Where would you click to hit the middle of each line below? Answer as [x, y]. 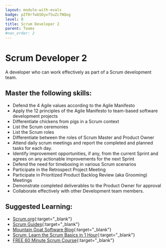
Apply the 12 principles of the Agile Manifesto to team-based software [85, 111]
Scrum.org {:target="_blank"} [42, 219]
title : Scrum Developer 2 [32, 24]
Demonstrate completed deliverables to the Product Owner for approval [87, 185]
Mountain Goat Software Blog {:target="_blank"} [62, 229]
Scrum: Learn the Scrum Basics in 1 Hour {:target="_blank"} [74, 235]
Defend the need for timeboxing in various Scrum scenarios [74, 164]
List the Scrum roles [33, 132]
